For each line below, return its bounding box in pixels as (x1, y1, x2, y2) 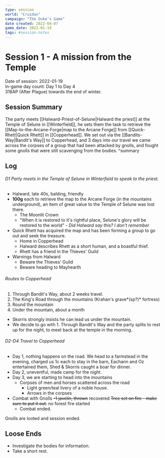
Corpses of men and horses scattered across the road (19, 380, 130, 385)
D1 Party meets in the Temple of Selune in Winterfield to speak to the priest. (5, 176, 159, 182)
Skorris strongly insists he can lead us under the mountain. (12, 316, 132, 322)
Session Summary (5, 103, 63, 112)
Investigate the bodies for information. (12, 443, 90, 449)
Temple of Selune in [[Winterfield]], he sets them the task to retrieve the (5, 121, 151, 127)
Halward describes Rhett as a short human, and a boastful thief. (19, 243, 149, 249)
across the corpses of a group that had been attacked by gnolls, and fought (5, 142, 159, 148)
